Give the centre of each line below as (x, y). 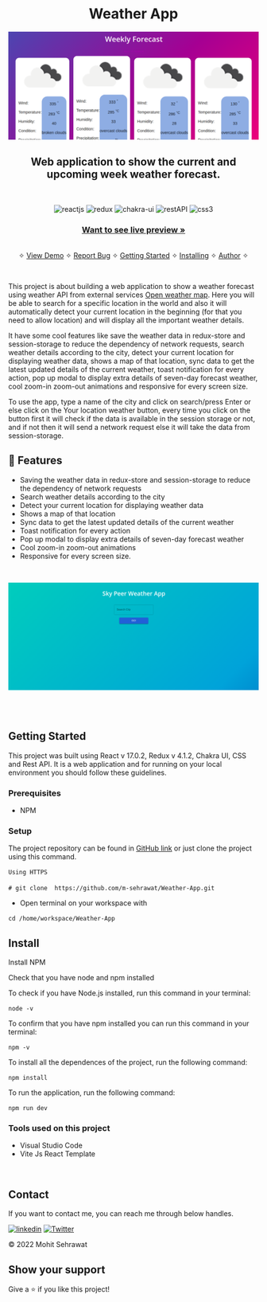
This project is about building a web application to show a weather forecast (131, 287)
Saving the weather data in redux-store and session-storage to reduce (135, 479)
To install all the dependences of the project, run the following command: (128, 1062)
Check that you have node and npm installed (81, 978)
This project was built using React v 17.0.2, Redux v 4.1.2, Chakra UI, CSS (128, 755)
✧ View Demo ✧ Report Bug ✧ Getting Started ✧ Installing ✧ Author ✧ (133, 256)
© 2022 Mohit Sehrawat (48, 1245)
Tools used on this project (59, 1128)
